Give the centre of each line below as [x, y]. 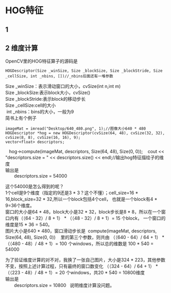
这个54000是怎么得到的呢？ [35, 187]
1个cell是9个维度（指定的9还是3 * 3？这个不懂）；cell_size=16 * [72, 193]
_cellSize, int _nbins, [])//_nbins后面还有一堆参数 [59, 76]
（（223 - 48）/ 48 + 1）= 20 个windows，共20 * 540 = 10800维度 [75, 273]
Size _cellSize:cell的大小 [31, 105]
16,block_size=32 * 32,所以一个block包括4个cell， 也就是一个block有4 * [81, 199]
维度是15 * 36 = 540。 [29, 225]
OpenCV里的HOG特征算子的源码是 [41, 61]
